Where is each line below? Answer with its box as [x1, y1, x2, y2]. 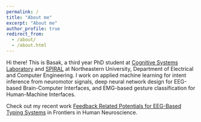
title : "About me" [6, 14, 52, 20]
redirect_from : [6, 31, 44, 37]
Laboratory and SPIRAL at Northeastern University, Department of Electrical [6, 65, 194, 72]
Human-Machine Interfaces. [6, 91, 76, 98]
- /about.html [11, 43, 47, 49]
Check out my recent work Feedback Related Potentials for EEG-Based [6, 102, 182, 109]
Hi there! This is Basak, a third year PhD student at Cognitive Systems [6, 58, 178, 66]
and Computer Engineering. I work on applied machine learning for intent [6, 72, 187, 79]
